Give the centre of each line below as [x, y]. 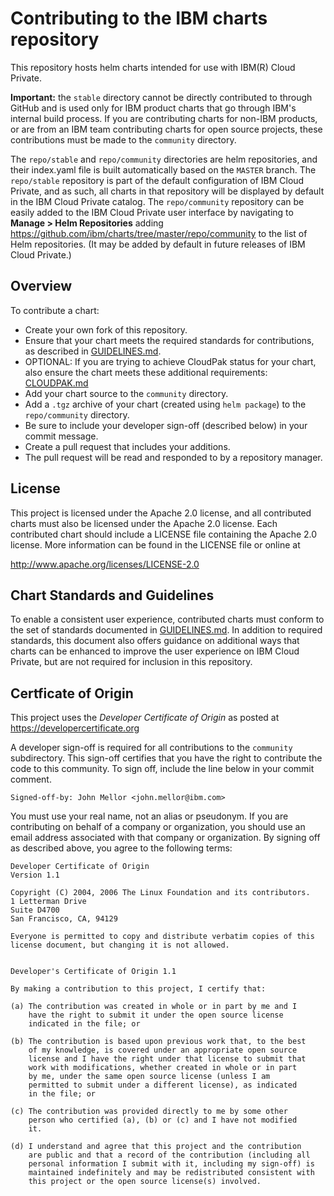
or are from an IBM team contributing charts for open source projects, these [166, 129]
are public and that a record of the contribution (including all [169, 1155]
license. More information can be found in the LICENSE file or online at [155, 544]
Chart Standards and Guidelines [112, 595]
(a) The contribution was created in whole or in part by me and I [154, 1007]
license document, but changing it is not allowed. [120, 945]
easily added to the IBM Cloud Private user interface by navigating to [152, 212]
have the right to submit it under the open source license [156, 1015]
